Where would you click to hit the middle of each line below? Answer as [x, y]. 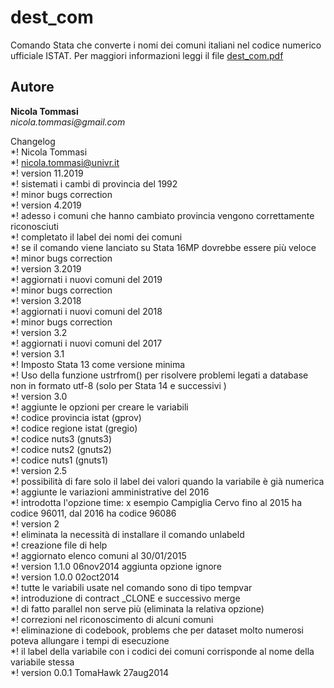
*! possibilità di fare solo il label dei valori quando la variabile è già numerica [167, 481]
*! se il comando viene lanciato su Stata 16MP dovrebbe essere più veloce [163, 247]
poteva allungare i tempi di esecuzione [90, 640]
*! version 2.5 [39, 470]
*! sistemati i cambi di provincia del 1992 [94, 183]
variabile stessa [42, 662]
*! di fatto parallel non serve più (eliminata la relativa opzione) [137, 608]
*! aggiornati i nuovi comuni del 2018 [86, 311]
